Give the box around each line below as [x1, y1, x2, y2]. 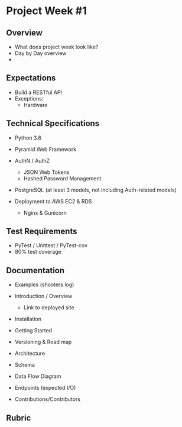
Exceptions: [14, 95, 44, 102]
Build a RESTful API [14, 89, 62, 96]
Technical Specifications [6, 118, 100, 128]
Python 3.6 [14, 134, 41, 141]
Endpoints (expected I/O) [14, 384, 76, 392]
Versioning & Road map [14, 338, 72, 345]
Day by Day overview [14, 50, 67, 57]
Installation [14, 315, 42, 323]
